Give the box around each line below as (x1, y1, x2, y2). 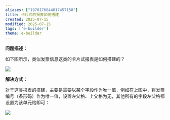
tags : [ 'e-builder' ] (5, 26, 49, 31)
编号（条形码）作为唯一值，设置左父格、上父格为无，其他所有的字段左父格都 (5, 93, 165, 99)
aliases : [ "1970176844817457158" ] (5, 7, 78, 13)
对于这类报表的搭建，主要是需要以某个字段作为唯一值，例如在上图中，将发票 (5, 87, 165, 93)
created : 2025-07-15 (5, 17, 49, 22)
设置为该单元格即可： (5, 99, 50, 105)
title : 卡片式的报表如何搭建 (5, 12, 59, 17)
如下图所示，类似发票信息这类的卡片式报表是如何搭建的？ (5, 56, 125, 62)
